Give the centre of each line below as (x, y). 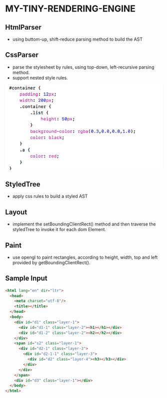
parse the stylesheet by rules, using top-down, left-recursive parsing (83, 67)
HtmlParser (23, 27)
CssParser (22, 55)
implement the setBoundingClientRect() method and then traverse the (84, 224)
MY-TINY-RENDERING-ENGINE (70, 9)
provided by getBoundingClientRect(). (51, 262)
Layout (16, 212)
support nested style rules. (40, 78)
